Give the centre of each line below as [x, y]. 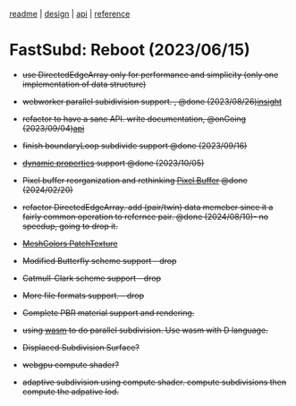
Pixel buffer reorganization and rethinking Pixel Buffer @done [135, 180]
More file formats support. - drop [83, 295]
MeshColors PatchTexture [70, 243]
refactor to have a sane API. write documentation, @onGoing [134, 118]
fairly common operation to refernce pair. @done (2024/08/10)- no [145, 216]
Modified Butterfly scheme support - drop [99, 260]
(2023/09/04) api [53, 128]
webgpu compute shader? [70, 364]
